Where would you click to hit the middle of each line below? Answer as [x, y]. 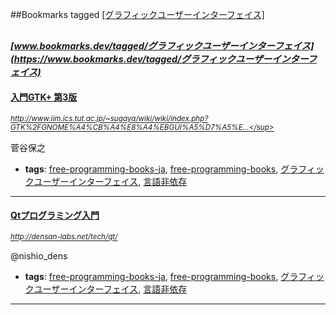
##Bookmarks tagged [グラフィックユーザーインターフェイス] [137, 14]
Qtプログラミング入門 [55, 215]
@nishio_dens [39, 255]
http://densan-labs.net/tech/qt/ [64, 237]
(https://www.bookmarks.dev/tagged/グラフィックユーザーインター [159, 59]
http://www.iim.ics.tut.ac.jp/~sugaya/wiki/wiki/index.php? [109, 119]
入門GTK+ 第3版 [44, 97]
